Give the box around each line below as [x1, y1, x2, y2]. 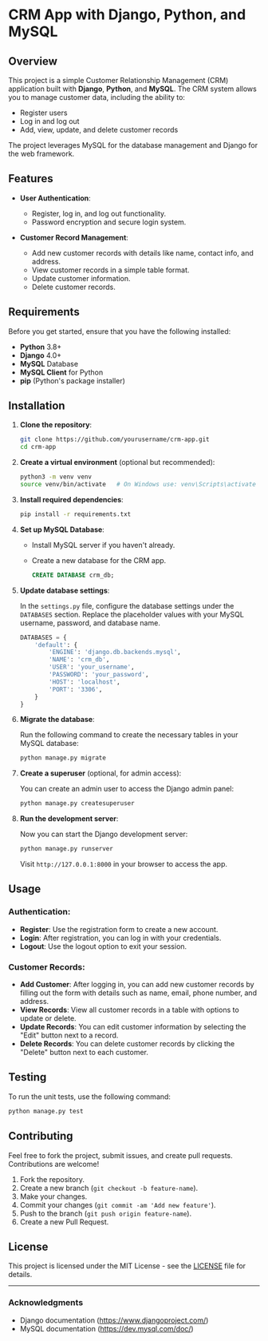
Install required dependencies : [19, 494, 124, 504]
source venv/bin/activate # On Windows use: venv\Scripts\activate [19, 481, 257, 489]
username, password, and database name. [19, 617, 161, 628]
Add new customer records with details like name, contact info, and [31, 248, 254, 257]
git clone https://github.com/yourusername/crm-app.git [19, 435, 210, 444]
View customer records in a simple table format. [31, 265, 190, 275]
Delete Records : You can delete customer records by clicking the [19, 1039, 235, 1049]
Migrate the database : [19, 715, 95, 724]
